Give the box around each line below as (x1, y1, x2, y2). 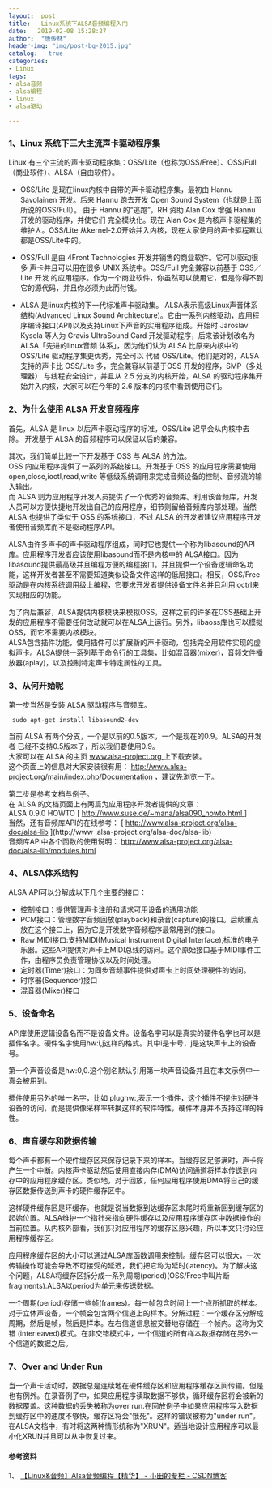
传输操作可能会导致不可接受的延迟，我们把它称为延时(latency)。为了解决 (8, 1260, 251, 1270)
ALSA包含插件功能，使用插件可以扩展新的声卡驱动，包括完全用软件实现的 (8, 637, 254, 647)
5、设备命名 (8, 1008, 55, 1020)
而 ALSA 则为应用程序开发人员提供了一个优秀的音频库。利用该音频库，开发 (8, 491, 258, 501)
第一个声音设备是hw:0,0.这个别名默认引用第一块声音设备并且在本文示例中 (8, 1065, 253, 1075)
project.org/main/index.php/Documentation (8, 772, 153, 782)
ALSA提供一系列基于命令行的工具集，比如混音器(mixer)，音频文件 (36, 648, 257, 657)
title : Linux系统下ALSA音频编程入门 (8, 19, 128, 28)
